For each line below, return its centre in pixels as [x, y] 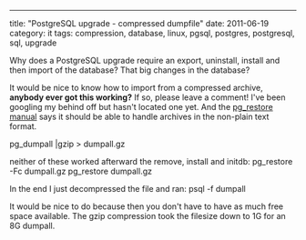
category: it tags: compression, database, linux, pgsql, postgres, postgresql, [152, 33]
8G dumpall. [32, 225]
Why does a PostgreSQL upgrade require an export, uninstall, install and [145, 60]
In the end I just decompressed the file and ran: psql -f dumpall [127, 189]
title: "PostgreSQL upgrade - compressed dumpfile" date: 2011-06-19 [139, 23]
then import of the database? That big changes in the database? [130, 70]
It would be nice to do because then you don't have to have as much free [147, 206]
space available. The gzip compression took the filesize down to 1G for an [148, 216]
